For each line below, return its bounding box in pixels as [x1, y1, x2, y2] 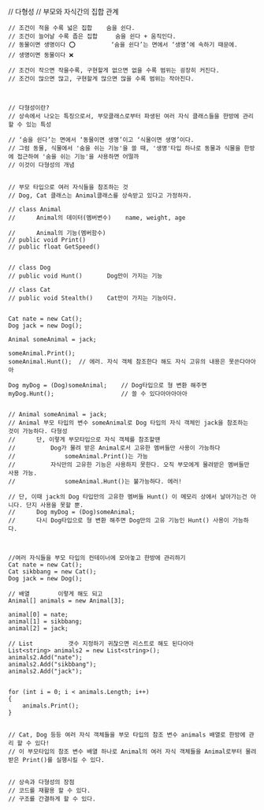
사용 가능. [8, 469, 38, 477]
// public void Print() [8, 236, 87, 244]
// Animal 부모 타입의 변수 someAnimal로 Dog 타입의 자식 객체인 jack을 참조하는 [8, 419, 249, 427]
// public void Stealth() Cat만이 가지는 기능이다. [8, 294, 177, 302]
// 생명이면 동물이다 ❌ [8, 51, 74, 59]
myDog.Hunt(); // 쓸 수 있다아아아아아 [8, 390, 188, 398]
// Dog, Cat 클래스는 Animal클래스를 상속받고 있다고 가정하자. [8, 192, 192, 200]
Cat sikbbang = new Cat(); [8, 568, 97, 576]
